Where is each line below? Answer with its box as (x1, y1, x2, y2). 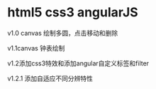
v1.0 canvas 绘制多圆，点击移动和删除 (7, 28, 118, 37)
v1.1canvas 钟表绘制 (7, 43, 65, 52)
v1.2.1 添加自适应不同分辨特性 (7, 74, 94, 83)
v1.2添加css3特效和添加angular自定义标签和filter (7, 58, 150, 68)
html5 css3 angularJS (7, 4, 138, 21)
